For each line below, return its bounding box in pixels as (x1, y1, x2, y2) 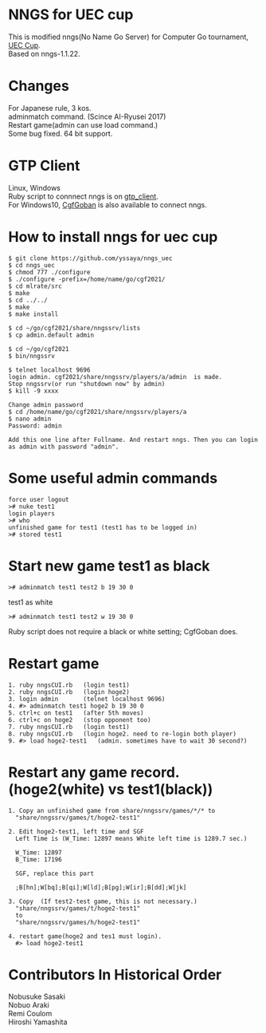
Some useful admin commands (8, 469, 217, 487)
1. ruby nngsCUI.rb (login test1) (8, 680, 130, 689)
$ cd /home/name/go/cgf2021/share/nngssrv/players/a (8, 408, 187, 416)
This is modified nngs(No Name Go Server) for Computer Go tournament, (8, 32, 249, 41)
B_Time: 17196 (15, 855, 62, 863)
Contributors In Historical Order (8, 965, 222, 984)
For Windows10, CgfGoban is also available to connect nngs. (8, 199, 207, 209)
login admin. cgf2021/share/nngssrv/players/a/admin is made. (8, 373, 223, 380)
